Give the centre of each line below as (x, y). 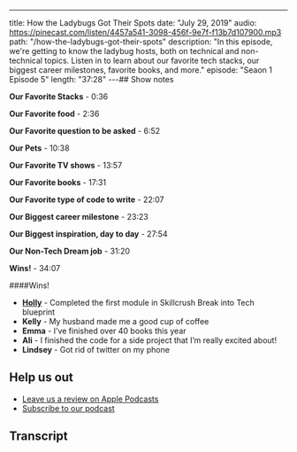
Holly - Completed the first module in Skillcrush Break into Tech (138, 303)
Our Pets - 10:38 (39, 148)
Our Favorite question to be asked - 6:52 (85, 131)
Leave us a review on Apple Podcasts (90, 399)
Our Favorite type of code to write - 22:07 (87, 199)
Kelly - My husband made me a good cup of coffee (115, 321)
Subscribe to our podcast (68, 408)
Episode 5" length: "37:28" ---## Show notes (91, 79)
